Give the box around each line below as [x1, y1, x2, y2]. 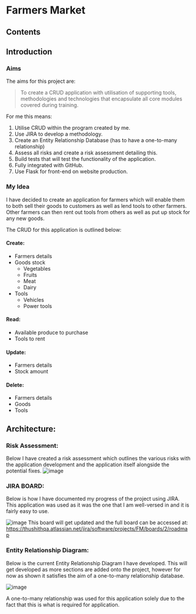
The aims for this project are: [6, 77, 76, 85]
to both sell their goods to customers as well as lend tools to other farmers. [6, 202, 187, 209]
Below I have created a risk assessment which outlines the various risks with [6, 455, 191, 462]
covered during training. [20, 102, 79, 109]
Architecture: [6, 424, 56, 434]
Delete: [6, 381, 25, 388]
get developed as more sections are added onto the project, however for [6, 566, 181, 573]
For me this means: [6, 113, 53, 120]
